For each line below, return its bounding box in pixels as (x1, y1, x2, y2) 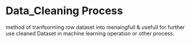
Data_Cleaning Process (5, 4, 124, 18)
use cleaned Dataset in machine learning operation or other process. (5, 29, 175, 37)
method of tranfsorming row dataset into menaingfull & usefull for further (5, 24, 185, 31)
